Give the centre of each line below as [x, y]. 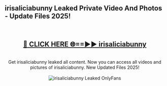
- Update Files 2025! [38, 16]
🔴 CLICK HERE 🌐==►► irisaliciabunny [85, 44]
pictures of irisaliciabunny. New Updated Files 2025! [85, 67]
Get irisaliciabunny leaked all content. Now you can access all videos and [85, 62]
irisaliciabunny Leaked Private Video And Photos [83, 8]
